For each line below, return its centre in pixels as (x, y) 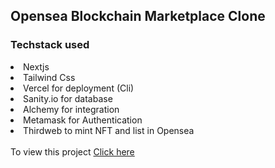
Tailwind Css (49, 77)
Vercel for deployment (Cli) (79, 88)
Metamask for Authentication (83, 120)
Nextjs (36, 66)
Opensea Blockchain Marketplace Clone (138, 16)
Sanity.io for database (68, 98)
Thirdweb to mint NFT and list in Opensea (109, 130)
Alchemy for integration (71, 109)
